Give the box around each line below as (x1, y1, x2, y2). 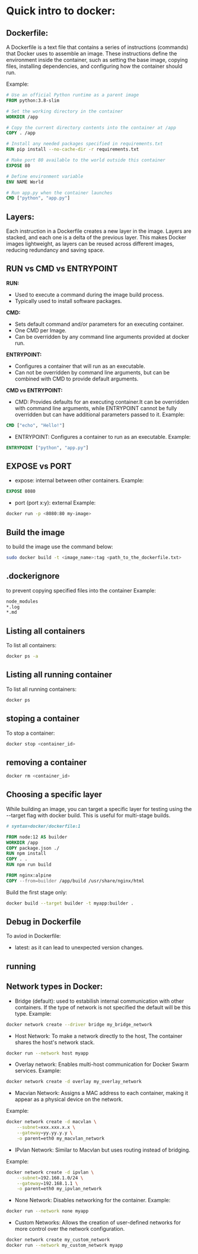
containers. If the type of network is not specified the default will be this (14, 1003, 191, 1010)
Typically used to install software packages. (14, 297, 122, 304)
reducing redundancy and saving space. (6, 247, 105, 254)
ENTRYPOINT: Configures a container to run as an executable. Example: (14, 433, 191, 440)
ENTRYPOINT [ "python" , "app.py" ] (6, 445, 89, 451)
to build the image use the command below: (6, 543, 114, 550)
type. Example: (14, 1010, 52, 1017)
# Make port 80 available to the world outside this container (6, 157, 166, 163)
